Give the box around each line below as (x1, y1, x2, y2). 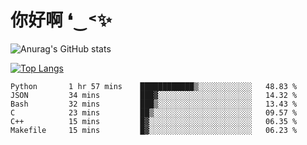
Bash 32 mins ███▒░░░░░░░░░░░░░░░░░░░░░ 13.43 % (10, 99, 298, 109)
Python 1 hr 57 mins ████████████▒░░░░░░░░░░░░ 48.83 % (10, 81, 298, 91)
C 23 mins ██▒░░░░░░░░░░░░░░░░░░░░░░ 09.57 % (10, 107, 298, 118)
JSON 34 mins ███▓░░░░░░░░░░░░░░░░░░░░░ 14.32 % (10, 90, 298, 100)
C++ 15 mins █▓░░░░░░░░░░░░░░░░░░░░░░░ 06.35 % (10, 116, 298, 126)
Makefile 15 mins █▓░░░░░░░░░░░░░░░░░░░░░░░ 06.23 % (10, 125, 298, 135)
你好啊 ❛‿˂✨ (10, 9, 112, 32)
